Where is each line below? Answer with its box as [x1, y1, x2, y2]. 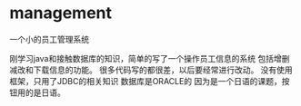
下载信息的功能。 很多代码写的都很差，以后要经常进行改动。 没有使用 [33, 64, 293, 75]
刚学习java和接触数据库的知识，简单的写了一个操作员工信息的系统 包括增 [9, 53, 282, 63]
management [9, 3, 112, 24]
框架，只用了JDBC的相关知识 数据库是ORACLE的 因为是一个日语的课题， [9, 75, 282, 86]
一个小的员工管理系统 [9, 34, 89, 44]
